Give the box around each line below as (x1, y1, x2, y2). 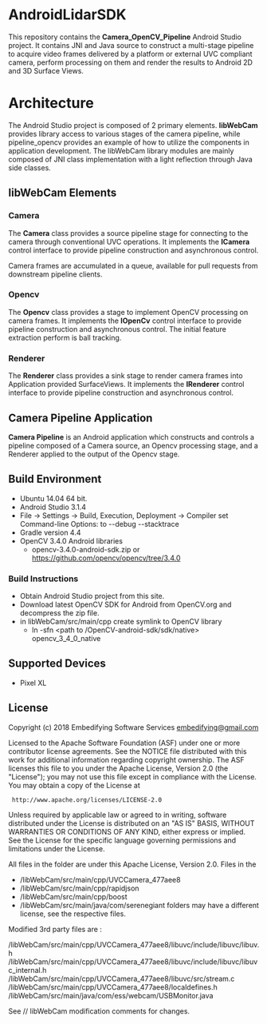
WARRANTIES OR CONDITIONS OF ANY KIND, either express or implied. (8, 827, 245, 836)
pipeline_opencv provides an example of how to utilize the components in (8, 137, 249, 147)
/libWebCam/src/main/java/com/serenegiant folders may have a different (19, 900, 259, 910)
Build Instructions (8, 573, 79, 584)
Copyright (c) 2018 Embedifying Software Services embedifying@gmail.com (8, 722, 259, 732)
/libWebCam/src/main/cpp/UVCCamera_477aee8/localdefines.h (8, 982, 218, 992)
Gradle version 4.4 (19, 528, 81, 537)
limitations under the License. (8, 843, 105, 853)
